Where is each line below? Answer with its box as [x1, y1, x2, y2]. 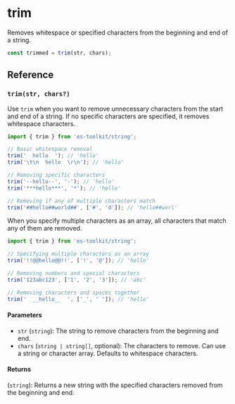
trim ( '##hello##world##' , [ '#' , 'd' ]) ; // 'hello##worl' [7, 204, 178, 211]
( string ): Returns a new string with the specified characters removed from [7, 381, 223, 389]
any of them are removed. [7, 224, 82, 233]
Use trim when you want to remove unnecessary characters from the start [7, 104, 224, 113]
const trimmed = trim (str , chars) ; [7, 49, 112, 56]
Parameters [7, 311, 42, 319]
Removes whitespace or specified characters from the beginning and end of [7, 28, 229, 37]
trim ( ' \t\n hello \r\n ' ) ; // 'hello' [7, 159, 125, 166]
